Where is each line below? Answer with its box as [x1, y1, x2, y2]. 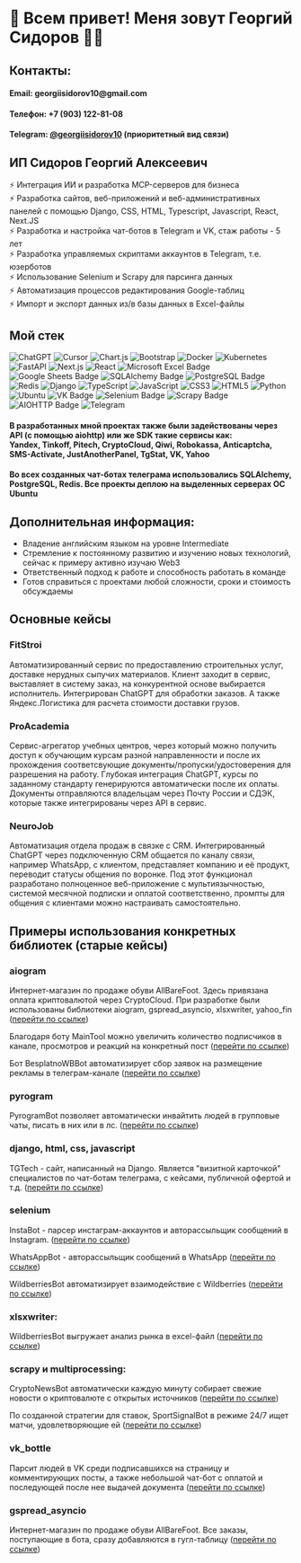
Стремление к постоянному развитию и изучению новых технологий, [22, 547, 292, 558]
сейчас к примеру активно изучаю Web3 [22, 557, 181, 568]
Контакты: [9, 63, 72, 78]
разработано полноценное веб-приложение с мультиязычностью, [9, 879, 265, 889]
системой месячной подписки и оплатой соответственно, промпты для [9, 888, 285, 899]
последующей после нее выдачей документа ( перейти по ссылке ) [9, 1481, 266, 1492]
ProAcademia [9, 720, 70, 732]
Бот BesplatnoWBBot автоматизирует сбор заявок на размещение [9, 1057, 263, 1068]
